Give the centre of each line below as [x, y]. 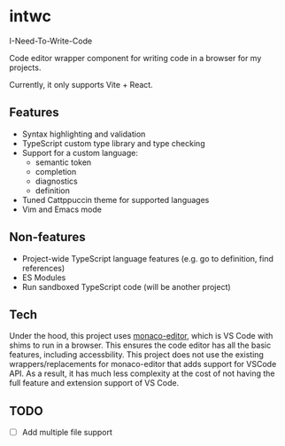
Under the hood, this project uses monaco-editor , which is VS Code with [141, 336]
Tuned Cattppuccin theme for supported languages [116, 200]
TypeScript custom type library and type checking [113, 143]
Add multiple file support [67, 433]
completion [56, 171]
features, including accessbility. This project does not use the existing [136, 355]
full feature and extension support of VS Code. [94, 383]
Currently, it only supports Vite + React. [81, 84]
